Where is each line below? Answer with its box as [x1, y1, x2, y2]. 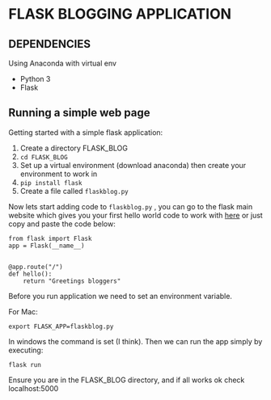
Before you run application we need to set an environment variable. [8, 291, 233, 301]
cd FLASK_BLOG [19, 153, 68, 162]
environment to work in [19, 169, 98, 179]
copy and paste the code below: [8, 219, 116, 229]
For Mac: [8, 306, 38, 316]
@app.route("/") [8, 263, 63, 271]
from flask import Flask [8, 234, 92, 242]
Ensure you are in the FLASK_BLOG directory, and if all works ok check [8, 375, 245, 385]
